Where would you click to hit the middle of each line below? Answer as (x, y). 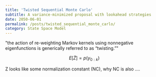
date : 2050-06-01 (23, 19)
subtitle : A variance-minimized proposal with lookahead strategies (78, 15)
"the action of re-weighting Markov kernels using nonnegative (69, 43)
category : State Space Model (36, 29)
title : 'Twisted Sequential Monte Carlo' (49, 10)
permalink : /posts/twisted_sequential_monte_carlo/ (60, 24)
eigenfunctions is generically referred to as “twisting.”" (62, 48)
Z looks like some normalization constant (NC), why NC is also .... (73, 69)
